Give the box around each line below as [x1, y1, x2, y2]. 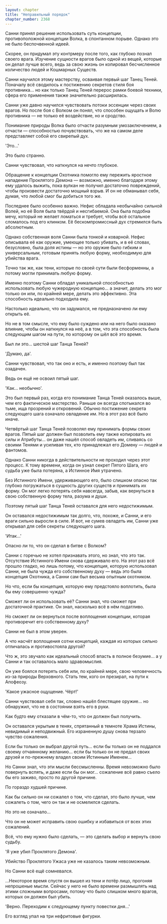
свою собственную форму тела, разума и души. [5, 493, 108, 499]
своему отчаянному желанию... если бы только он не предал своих [5, 749, 150, 755]
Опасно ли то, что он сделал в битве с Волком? [5, 543, 107, 549]
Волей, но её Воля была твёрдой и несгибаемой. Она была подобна [5, 208, 151, 214]
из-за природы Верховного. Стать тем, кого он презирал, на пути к [5, 673, 149, 679]
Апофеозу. [5, 679, 27, 685]
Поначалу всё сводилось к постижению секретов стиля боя [5, 82, 134, 88]
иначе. [5, 416, 19, 422]
